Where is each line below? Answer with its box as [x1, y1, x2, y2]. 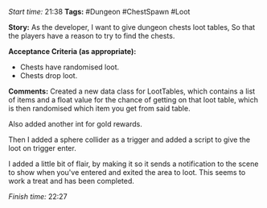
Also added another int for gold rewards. [8, 119, 142, 128]
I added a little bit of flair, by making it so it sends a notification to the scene [8, 159, 259, 168]
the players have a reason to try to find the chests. [8, 31, 175, 40]
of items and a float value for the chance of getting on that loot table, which [8, 95, 259, 104]
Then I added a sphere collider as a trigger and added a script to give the [8, 135, 251, 144]
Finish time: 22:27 [8, 192, 68, 201]
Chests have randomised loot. [19, 62, 120, 72]
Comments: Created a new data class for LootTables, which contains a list [8, 86, 256, 96]
